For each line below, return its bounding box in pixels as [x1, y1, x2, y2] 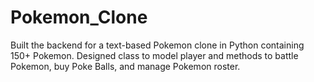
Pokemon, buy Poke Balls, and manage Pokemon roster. [10, 60, 241, 72]
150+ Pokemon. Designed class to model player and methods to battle [10, 49, 299, 61]
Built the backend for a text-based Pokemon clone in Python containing [10, 39, 305, 51]
